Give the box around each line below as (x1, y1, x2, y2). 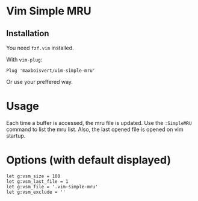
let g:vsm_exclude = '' (6, 189, 66, 195)
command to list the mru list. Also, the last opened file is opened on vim (6, 126, 184, 133)
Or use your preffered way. (6, 78, 73, 85)
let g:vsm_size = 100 (6, 173, 61, 179)
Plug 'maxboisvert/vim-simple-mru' (6, 68, 96, 74)
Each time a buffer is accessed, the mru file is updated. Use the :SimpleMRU (6, 119, 192, 126)
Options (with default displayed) (6, 153, 172, 167)
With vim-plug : (6, 56, 43, 63)
